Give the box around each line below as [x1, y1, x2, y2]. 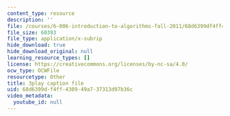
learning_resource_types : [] [7, 55, 90, 61]
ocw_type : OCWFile [7, 67, 60, 74]
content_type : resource [7, 10, 75, 17]
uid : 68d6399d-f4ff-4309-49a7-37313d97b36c [7, 86, 133, 93]
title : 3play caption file [7, 80, 84, 87]
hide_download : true [7, 42, 66, 48]
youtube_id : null [13, 99, 63, 106]
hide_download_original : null [7, 48, 94, 55]
